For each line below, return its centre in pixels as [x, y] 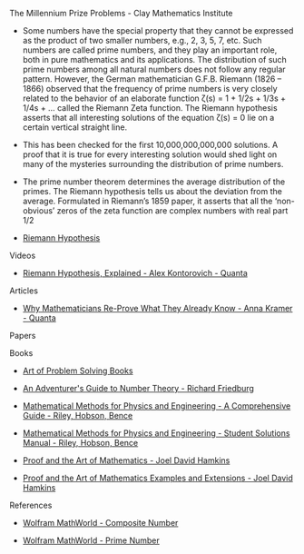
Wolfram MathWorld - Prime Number [91, 540]
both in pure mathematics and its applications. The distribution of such [155, 59]
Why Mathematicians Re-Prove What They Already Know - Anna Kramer [157, 308]
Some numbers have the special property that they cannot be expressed [158, 30]
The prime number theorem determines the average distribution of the [154, 182]
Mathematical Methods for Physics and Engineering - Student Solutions [156, 433]
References [31, 505]
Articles [24, 291]
